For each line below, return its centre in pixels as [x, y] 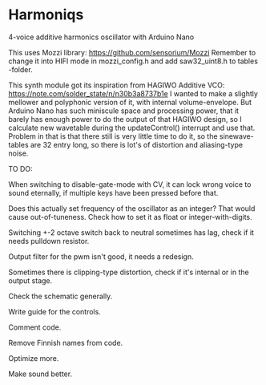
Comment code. [35, 327]
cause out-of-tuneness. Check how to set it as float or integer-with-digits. [130, 217]
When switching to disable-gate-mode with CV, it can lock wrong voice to [130, 184]
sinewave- [236, 136]
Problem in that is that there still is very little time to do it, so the [113, 136]
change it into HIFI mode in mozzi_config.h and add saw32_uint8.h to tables [133, 61]
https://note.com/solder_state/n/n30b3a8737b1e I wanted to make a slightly [133, 93]
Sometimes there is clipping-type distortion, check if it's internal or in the [129, 272]
